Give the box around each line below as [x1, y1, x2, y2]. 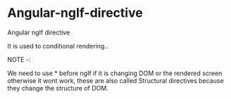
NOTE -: [7, 55, 31, 64]
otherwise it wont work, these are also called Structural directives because [7, 76, 224, 85]
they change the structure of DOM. [7, 84, 109, 92]
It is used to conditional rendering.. [7, 41, 108, 50]
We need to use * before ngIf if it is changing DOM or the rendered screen [7, 69, 223, 77]
